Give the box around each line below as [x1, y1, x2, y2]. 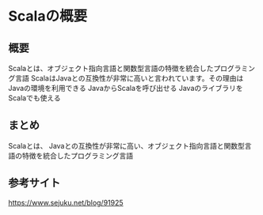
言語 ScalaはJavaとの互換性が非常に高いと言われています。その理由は [14, 74, 244, 83]
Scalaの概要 [8, 7, 88, 25]
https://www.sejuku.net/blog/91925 [8, 198, 124, 207]
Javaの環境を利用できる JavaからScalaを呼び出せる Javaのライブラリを [8, 84, 243, 92]
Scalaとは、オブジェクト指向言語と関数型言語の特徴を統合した [8, 64, 214, 73]
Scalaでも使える [8, 93, 61, 103]
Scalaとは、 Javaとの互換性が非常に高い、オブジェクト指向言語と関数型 [8, 141, 246, 150]
